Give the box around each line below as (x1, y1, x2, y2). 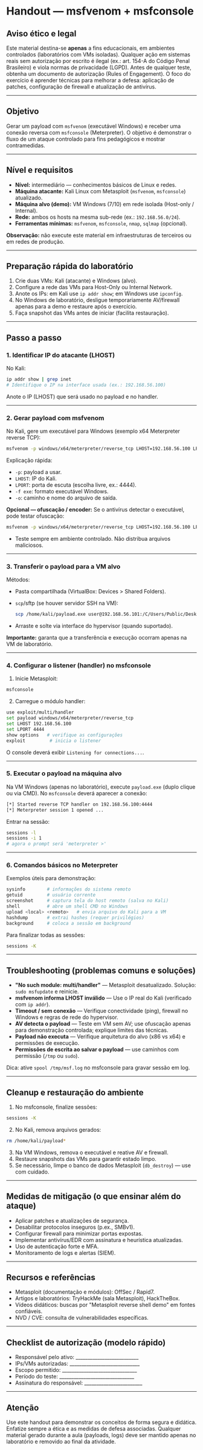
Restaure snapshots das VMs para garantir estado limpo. (14, 1155, 157, 1162)
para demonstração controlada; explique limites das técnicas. (14, 1026, 169, 1034)
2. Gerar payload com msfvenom (6, 413, 105, 422)
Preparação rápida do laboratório (6, 261, 134, 272)
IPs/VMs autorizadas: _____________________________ (14, 1360, 140, 1368)
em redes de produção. (6, 238, 65, 245)
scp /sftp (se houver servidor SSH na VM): (14, 600, 119, 607)
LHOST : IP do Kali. (14, 475, 57, 483)
